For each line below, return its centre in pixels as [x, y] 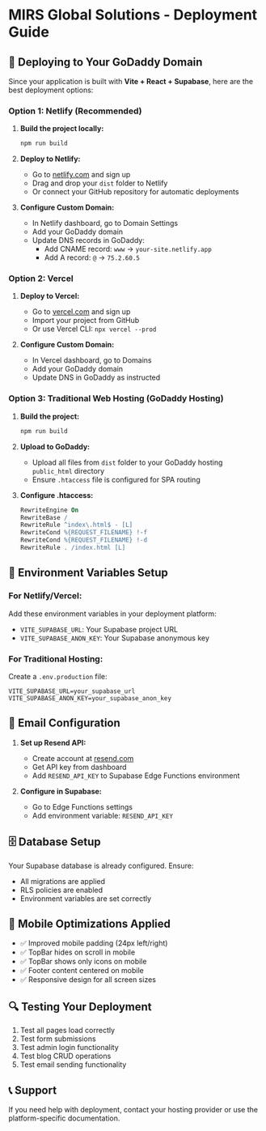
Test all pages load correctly [68, 1031]
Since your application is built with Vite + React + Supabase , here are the [131, 81]
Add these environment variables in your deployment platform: [112, 614]
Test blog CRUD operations [65, 1056]
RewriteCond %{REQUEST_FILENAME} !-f [84, 533]
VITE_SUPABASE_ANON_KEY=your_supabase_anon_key [90, 698]
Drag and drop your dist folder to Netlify [100, 183]
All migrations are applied [63, 881]
